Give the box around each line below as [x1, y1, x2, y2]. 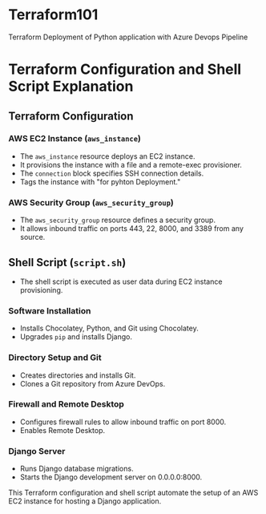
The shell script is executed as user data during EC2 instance [19, 277, 223, 286]
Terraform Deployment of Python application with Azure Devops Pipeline [8, 32, 248, 42]
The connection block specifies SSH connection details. [19, 168, 204, 178]
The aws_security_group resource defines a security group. [19, 215, 216, 225]
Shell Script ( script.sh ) [8, 255, 127, 269]
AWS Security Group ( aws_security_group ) [8, 196, 174, 208]
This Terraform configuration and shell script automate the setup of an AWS [8, 488, 259, 498]
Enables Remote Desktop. [19, 425, 106, 435]
